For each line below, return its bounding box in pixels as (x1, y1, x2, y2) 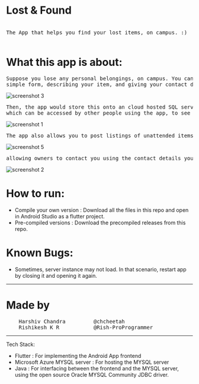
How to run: (6, 187, 65, 201)
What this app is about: (6, 56, 123, 69)
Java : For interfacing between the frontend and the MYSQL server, (14, 364, 179, 372)
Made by (6, 298, 50, 312)
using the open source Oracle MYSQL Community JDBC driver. (14, 371, 169, 378)
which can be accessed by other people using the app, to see (6, 109, 191, 116)
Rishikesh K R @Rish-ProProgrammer (18, 324, 153, 331)
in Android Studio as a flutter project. (14, 212, 105, 220)
